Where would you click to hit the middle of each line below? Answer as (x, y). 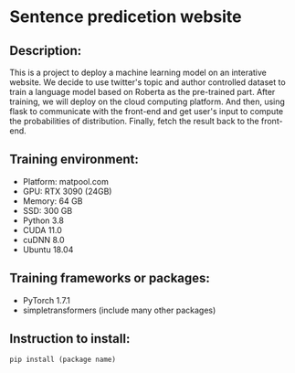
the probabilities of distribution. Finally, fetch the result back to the (134, 121)
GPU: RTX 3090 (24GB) (67, 191)
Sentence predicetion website (126, 17)
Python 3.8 (43, 220)
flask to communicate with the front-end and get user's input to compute (147, 111)
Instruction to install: (70, 339)
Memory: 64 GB (53, 201)
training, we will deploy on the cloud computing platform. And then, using (147, 101)
